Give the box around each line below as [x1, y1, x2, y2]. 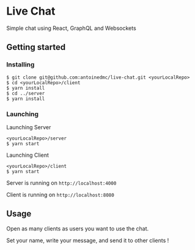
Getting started [6, 42, 66, 52]
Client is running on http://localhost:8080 [6, 191, 114, 198]
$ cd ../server [6, 90, 45, 96]
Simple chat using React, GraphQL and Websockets [6, 24, 136, 32]
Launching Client [6, 151, 49, 159]
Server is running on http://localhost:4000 [6, 179, 117, 187]
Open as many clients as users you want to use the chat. [6, 224, 149, 232]
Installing [6, 60, 35, 69]
